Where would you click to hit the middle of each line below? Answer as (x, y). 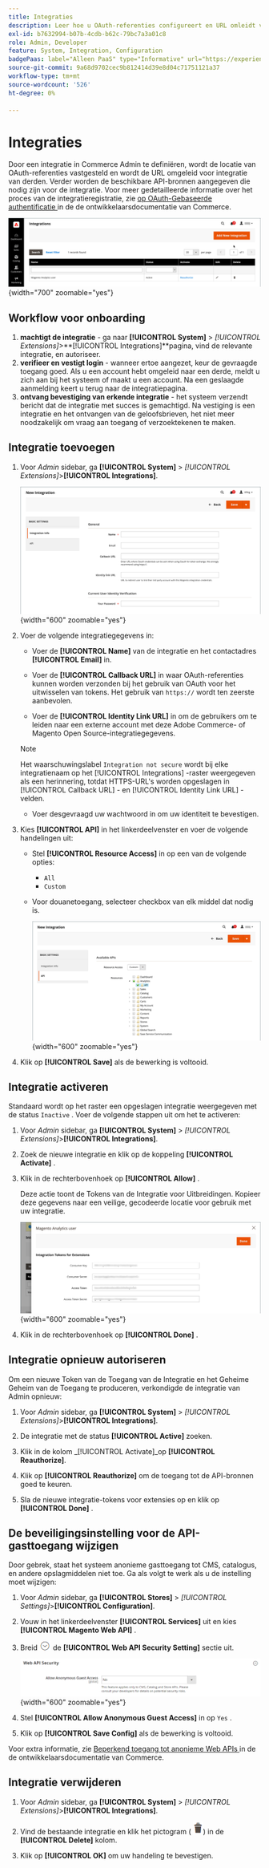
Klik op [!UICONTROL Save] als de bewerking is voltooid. (114, 1062)
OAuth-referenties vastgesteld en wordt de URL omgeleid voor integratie (128, 173)
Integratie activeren (58, 1087)
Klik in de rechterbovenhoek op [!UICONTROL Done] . (109, 1335)
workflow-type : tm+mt (44, 76)
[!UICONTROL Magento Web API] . (78, 1630)
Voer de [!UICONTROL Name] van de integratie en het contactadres (144, 651)
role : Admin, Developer (48, 43)
